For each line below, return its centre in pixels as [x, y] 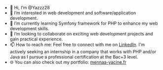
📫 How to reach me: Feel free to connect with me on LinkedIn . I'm [77, 45]
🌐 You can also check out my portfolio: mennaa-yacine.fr [68, 62]
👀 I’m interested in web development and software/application [73, 13]
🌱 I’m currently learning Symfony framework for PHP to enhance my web [84, 23]
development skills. [29, 29]
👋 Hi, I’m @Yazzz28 [30, 8]
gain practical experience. [36, 39]
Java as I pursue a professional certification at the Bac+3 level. [74, 57]
